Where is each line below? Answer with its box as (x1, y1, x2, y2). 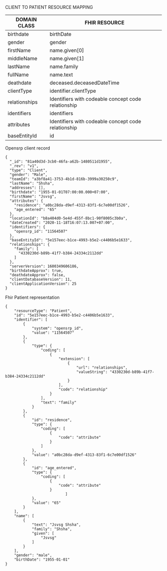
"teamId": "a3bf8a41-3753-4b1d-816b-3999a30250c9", (9, 177, 119, 182)
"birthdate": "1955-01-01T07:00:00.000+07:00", (9, 190, 110, 194)
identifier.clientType (49, 87, 96, 94)
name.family (49, 63, 79, 70)
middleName (7, 55, 38, 62)
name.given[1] (49, 55, 84, 62)
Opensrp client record (5, 145, 51, 151)
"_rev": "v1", (9, 164, 39, 169)
